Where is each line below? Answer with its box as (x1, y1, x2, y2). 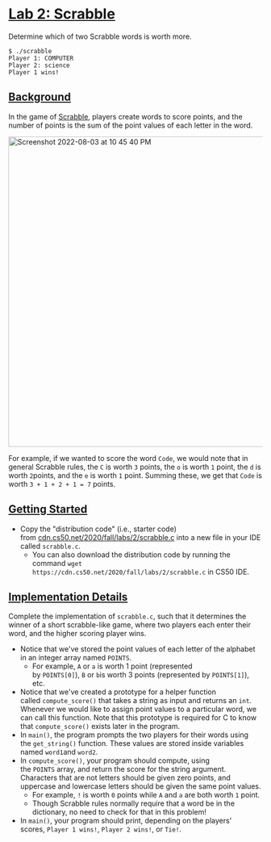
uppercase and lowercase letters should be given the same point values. (19, 781, 261, 791)
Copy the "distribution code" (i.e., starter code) (19, 524, 177, 534)
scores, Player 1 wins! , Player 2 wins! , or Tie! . (19, 824, 181, 834)
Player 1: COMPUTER (8, 54, 74, 62)
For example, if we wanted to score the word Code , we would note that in (8, 453, 248, 463)
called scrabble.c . (19, 541, 81, 551)
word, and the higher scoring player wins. (8, 629, 147, 639)
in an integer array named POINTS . (19, 653, 131, 663)
